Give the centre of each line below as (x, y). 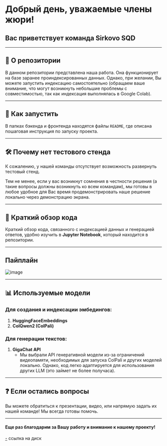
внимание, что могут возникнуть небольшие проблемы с (66, 88)
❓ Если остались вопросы (47, 392)
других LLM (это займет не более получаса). (67, 371)
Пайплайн (22, 260)
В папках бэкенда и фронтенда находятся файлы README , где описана (79, 126)
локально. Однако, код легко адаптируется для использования (87, 366)
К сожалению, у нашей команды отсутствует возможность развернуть (81, 166)
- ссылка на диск (23, 439)
